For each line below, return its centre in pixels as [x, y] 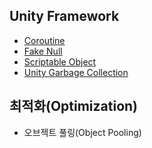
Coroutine [44, 40]
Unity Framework [64, 16]
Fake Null [43, 51]
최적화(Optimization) [74, 106]
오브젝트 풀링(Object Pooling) [82, 132]
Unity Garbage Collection [76, 72]
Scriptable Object [60, 61]
